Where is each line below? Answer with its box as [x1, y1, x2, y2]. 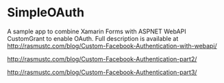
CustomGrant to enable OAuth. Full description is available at [7, 34, 179, 42]
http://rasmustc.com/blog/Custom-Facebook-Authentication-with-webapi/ [7, 41, 217, 50]
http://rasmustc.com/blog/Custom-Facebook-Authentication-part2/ [7, 54, 197, 63]
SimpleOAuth [7, 5, 84, 20]
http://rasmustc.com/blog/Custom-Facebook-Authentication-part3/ [7, 68, 197, 76]
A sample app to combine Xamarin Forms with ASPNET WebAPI [7, 27, 186, 35]
